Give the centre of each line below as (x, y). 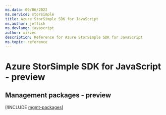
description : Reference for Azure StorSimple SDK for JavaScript (74, 38)
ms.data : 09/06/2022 (27, 10)
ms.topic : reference (27, 42)
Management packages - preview (58, 95)
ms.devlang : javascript (30, 28)
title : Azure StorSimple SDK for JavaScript (52, 19)
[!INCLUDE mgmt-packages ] (34, 107)
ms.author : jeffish (25, 24)
